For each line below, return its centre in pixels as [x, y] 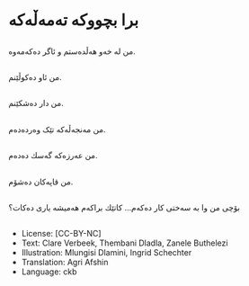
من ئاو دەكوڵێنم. [35, 76]
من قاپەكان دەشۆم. [41, 182]
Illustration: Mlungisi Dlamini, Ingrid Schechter [107, 253]
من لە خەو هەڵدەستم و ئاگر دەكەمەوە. [72, 51]
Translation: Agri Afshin [65, 263]
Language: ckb [49, 272]
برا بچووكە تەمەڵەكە [74, 20]
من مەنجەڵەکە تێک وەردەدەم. [57, 129]
